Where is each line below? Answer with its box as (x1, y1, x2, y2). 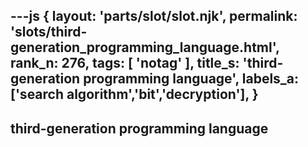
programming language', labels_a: (83, 70, 300, 88)
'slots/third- (10, 24, 88, 41)
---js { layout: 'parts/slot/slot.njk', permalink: (10, 8, 298, 25)
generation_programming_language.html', (10, 39, 280, 56)
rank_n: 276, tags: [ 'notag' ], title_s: (10, 55, 240, 72)
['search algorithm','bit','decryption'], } (10, 86, 259, 103)
